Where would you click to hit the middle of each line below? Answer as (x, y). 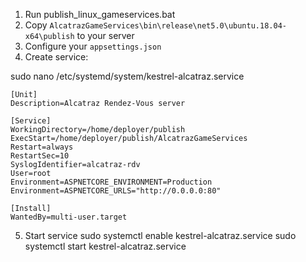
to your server (105, 35)
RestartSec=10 (40, 156)
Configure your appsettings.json (93, 46)
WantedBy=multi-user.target (69, 217)
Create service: (56, 57)
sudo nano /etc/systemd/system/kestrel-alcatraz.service (127, 76)
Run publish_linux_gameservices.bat (100, 14)
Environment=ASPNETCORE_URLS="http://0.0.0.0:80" (116, 191)
